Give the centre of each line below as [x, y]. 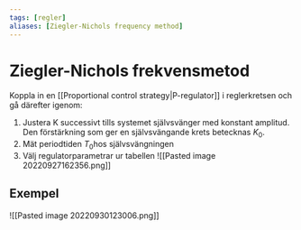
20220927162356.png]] [66, 166]
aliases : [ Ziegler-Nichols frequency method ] [96, 26]
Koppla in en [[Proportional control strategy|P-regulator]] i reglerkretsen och [151, 96]
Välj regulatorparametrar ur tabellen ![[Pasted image [119, 156]
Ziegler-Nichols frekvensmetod [130, 71]
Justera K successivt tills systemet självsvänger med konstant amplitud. [156, 123]
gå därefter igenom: [46, 106]
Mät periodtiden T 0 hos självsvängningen [98, 145]
